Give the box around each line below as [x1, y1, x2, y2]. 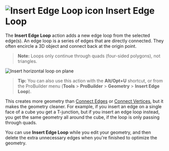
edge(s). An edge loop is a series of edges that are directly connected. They [5, 38, 164, 44]
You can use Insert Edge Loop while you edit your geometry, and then [5, 129, 151, 135]
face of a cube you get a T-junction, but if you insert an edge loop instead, [5, 109, 160, 115]
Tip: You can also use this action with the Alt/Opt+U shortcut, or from [17, 78, 163, 84]
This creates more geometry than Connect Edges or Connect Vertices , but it [5, 98, 164, 104]
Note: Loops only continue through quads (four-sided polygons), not [17, 53, 160, 59]
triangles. [17, 58, 37, 64]
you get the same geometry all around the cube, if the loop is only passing [5, 114, 160, 120]
